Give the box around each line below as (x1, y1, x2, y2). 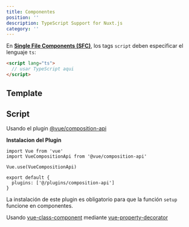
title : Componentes (6, 8, 56, 15)
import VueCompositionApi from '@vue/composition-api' (6, 153, 147, 160)
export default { (6, 174, 50, 181)
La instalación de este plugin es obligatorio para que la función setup (6, 196, 178, 203)
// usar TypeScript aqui (11, 66, 74, 72)
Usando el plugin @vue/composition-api (6, 125, 107, 132)
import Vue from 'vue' (6, 149, 63, 155)
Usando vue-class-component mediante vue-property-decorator (6, 214, 168, 221)
